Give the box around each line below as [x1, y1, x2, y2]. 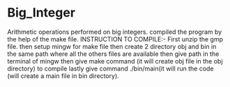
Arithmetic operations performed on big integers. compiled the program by [7, 28, 222, 36]
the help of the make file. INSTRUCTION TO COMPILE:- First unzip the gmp [7, 35, 224, 43]
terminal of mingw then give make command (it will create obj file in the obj [7, 57, 223, 65]
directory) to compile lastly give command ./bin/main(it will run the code [7, 64, 214, 72]
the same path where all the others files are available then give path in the [7, 50, 220, 58]
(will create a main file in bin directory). [7, 71, 120, 80]
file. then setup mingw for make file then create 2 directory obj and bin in [7, 42, 217, 50]
